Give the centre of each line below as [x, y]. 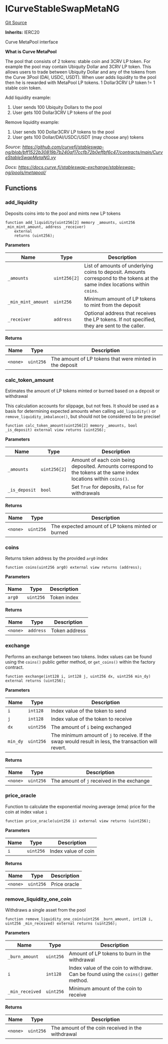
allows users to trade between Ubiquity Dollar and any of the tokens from [80, 72]
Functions [21, 188]
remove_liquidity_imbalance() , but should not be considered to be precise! [83, 416]
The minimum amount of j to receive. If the [101, 735]
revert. [58, 748]
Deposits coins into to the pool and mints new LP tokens [63, 213]
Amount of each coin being [103, 460]
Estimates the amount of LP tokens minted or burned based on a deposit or [82, 391]
